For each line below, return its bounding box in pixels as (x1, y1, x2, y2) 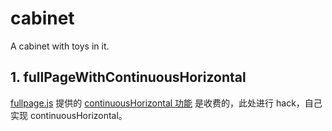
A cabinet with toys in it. (10, 40, 110, 52)
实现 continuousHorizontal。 (10, 109, 128, 121)
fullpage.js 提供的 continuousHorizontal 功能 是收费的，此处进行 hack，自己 (10, 97, 323, 109)
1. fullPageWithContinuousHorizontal (10, 69, 247, 86)
